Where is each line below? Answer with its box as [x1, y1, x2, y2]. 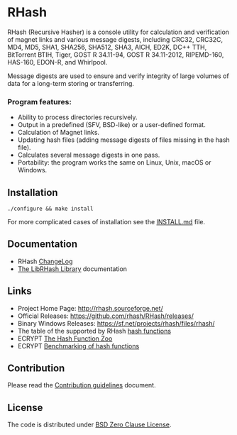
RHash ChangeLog [17, 257, 73, 265]
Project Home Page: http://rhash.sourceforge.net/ [17, 304, 163, 312]
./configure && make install [7, 205, 94, 213]
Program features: [7, 97, 72, 106]
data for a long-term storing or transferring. [7, 79, 135, 87]
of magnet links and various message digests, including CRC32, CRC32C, [7, 35, 224, 43]
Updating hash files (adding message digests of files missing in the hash [17, 136, 231, 144]
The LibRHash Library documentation [17, 264, 128, 273]
